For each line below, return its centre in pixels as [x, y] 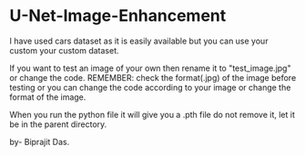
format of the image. [48, 97]
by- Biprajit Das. [40, 141]
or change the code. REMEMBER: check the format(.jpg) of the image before [153, 77]
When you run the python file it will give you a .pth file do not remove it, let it [152, 114]
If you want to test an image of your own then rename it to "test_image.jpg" [150, 68]
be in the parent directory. [58, 124]
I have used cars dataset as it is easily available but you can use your [139, 41]
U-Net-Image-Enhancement [118, 16]
